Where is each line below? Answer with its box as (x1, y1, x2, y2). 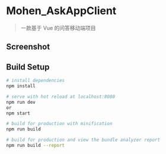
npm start (6, 110, 31, 116)
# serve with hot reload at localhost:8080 (6, 93, 116, 100)
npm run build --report (6, 143, 65, 149)
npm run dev (6, 99, 36, 105)
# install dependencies (6, 78, 65, 84)
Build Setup (6, 62, 50, 72)
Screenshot (6, 42, 50, 52)
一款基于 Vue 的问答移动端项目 (20, 24, 96, 31)
